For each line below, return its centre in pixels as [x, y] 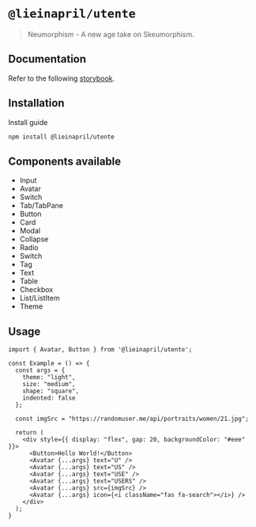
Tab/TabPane [41, 206]
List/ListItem [40, 298]
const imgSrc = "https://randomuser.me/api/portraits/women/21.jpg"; [132, 419]
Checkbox [36, 290]
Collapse [34, 239]
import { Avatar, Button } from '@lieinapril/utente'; [100, 350]
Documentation [47, 59]
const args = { [40, 370]
